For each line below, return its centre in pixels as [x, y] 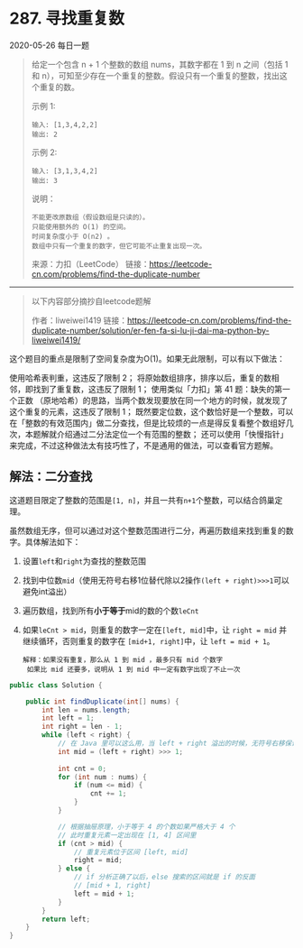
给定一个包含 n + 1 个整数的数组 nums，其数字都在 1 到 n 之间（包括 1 [160, 64]
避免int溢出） [47, 591]
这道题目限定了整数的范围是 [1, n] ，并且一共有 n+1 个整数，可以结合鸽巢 [142, 500]
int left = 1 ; [68, 718]
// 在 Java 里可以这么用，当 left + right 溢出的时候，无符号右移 [171, 743]
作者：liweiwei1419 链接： [79, 320]
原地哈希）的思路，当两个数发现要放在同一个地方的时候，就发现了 [165, 400]
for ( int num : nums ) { [102, 777]
